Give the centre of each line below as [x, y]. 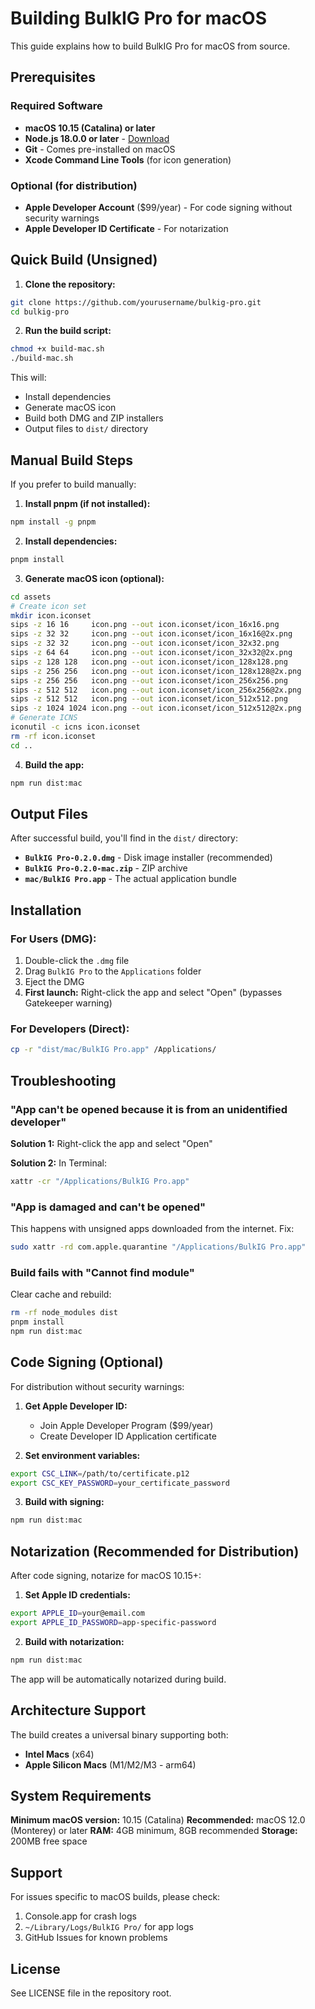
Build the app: [54, 764]
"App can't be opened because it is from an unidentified [149, 1109]
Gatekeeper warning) [68, 1003]
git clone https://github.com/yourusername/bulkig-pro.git [136, 302]
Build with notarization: [74, 1641]
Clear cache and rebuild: [61, 1294]
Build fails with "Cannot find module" [102, 1272]
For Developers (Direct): [70, 1029]
